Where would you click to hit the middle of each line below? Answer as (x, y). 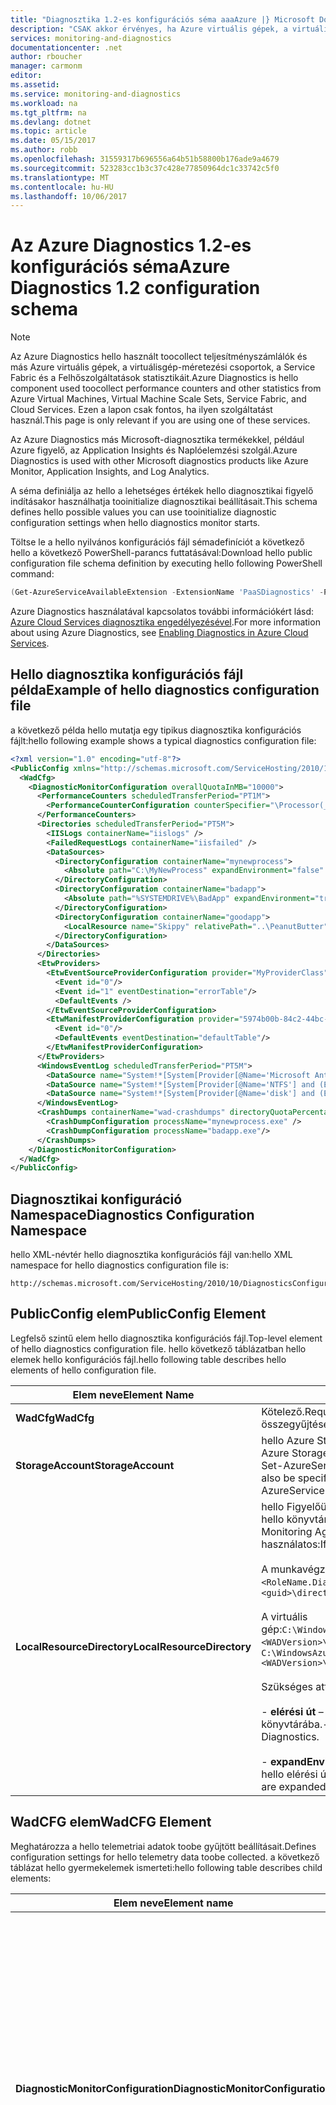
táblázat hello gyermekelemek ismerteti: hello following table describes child (166, 1867)
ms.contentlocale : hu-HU (62, 187)
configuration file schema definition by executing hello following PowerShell (166, 563)
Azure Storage (295, 1453)
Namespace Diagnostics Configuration (132, 1214)
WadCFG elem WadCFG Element (111, 1822)
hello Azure (288, 1440)
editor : (26, 76)
